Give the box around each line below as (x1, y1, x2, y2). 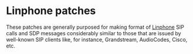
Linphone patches (6, 4, 96, 18)
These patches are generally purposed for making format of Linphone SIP (6, 23, 185, 31)
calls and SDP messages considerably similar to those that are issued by (6, 29, 181, 36)
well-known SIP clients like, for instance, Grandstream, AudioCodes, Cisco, (6, 36, 188, 43)
